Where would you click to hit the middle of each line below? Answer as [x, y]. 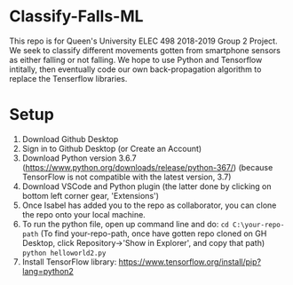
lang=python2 [48, 271]
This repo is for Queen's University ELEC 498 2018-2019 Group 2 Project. [143, 41]
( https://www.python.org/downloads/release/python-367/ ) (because [147, 167]
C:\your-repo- [258, 225]
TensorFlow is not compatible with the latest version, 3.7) [127, 177]
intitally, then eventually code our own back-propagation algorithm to [135, 69]
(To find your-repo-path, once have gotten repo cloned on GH [154, 234]
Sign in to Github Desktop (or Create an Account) [112, 148]
